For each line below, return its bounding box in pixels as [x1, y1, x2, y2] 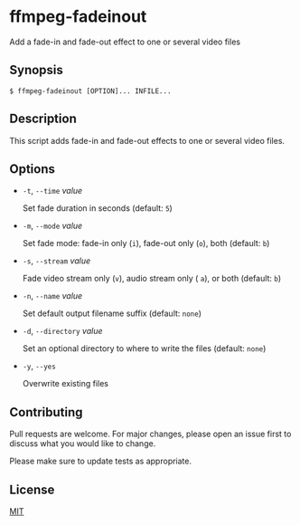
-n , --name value [22, 291, 83, 301]
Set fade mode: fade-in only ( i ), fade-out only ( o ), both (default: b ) [22, 238, 270, 249]
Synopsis [9, 62, 63, 78]
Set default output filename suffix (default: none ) [22, 308, 202, 319]
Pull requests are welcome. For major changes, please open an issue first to [9, 428, 292, 440]
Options [9, 161, 56, 177]
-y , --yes [22, 360, 56, 372]
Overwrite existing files [22, 378, 108, 389]
